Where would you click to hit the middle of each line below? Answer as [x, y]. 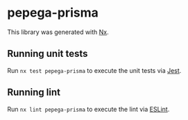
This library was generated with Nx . [58, 32]
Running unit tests [48, 54]
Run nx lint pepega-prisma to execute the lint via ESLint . [88, 109]
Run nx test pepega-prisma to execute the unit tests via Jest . [94, 70]
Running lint [34, 93]
